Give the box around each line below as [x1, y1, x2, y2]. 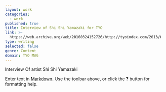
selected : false [5, 44, 39, 49]
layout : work [5, 7, 32, 12]
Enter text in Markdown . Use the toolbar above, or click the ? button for [5, 76, 150, 82]
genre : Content [5, 48, 37, 53]
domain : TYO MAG [5, 53, 39, 58]
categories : [5, 12, 30, 17]
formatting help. [5, 81, 38, 87]
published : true [5, 21, 39, 26]
